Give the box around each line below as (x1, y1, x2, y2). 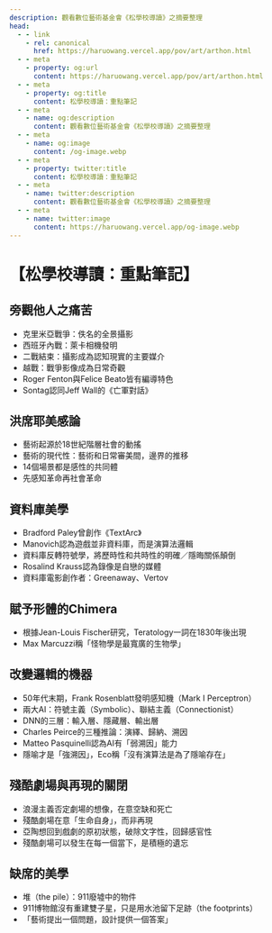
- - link (17, 30, 50, 39)
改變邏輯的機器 (9, 667, 93, 683)
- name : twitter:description (25, 189, 135, 198)
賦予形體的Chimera (9, 601, 118, 617)
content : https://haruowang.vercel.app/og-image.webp (32, 222, 240, 231)
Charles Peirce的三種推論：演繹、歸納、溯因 (22, 726, 188, 737)
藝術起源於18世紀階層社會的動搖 (22, 439, 142, 450)
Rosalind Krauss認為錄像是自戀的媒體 (22, 561, 162, 572)
